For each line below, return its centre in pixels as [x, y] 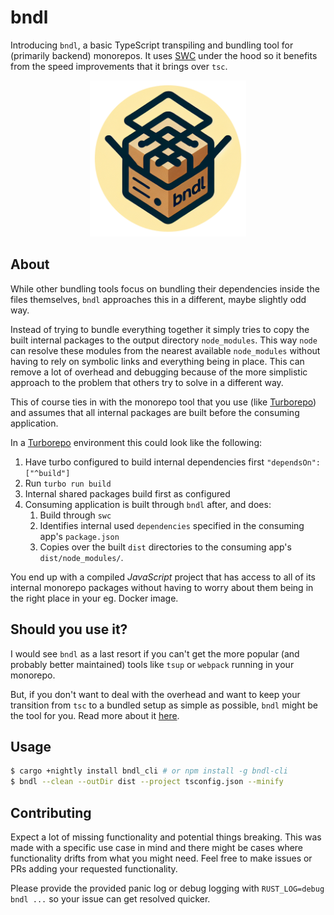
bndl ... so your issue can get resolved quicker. [110, 898]
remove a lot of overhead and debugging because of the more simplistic [159, 372]
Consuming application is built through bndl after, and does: [148, 504]
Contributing [51, 812]
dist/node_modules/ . [81, 557]
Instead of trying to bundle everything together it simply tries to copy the [160, 329]
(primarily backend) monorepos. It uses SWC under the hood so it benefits [164, 55]
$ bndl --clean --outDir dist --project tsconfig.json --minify [147, 782]
